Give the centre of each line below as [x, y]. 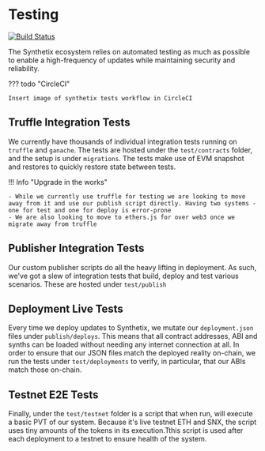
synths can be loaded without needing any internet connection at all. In [124, 344]
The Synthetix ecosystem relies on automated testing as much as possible [129, 51]
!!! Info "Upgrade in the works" [58, 182]
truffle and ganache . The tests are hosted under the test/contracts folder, [131, 150]
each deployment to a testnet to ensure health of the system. [108, 439]
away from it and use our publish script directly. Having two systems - [132, 203]
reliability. [24, 68]
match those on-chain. [45, 370]
